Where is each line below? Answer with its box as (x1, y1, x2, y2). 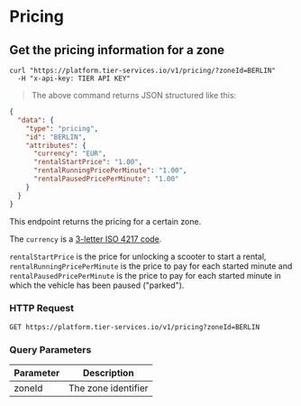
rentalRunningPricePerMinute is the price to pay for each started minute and (9, 260, 293, 272)
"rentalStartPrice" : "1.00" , (32, 158, 143, 167)
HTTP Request (9, 302, 75, 315)
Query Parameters (9, 343, 92, 355)
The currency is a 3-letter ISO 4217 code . (9, 233, 162, 245)
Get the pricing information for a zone (9, 42, 225, 58)
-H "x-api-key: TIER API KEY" (17, 74, 131, 83)
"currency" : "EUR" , (32, 149, 106, 159)
